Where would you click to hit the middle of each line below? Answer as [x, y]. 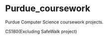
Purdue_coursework [48, 9]
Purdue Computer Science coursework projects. [54, 22]
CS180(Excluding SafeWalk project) [41, 31]
